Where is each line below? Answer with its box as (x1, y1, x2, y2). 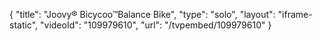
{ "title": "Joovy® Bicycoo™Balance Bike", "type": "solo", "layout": (9, 9, 276, 20)
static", (9, 19, 39, 31)
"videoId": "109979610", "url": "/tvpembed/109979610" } (40, 19, 272, 31)
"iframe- (277, 9, 313, 20)
